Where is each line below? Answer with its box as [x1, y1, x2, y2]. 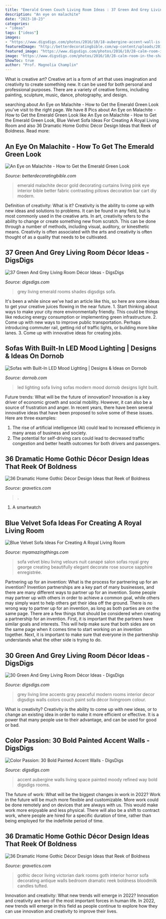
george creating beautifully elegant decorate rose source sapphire [17, 564, 153, 570]
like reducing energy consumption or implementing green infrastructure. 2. [5, 314, 157, 320]
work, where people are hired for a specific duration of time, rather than [5, 812, 152, 818]
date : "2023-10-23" [5, 16, 45, 21]
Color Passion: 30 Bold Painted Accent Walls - [5, 737, 150, 745]
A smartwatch [12, 504, 41, 511]
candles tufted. [17, 883, 48, 889]
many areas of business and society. [12, 430, 87, 436]
